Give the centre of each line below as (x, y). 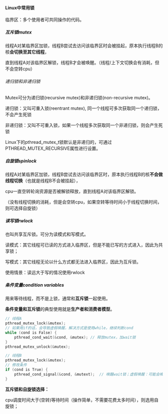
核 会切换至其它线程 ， (27, 52)
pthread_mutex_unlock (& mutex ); (38, 347)
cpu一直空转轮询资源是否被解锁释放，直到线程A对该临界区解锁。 (72, 191)
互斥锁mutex (18, 32)
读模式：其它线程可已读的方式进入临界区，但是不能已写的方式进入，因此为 (82, 245)
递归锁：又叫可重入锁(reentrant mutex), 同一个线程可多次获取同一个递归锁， (83, 108)
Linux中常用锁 (20, 8)
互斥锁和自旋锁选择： (27, 389)
